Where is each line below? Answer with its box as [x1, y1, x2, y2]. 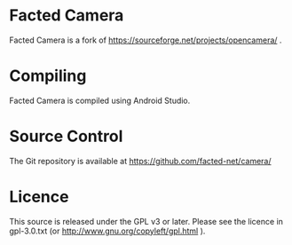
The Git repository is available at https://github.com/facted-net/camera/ [9, 155, 272, 166]
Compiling [9, 66, 87, 86]
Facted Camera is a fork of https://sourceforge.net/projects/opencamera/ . [9, 35, 282, 45]
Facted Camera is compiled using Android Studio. [9, 95, 191, 106]
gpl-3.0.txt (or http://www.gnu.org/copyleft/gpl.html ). [9, 225, 206, 236]
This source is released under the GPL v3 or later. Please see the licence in [9, 216, 284, 226]
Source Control [9, 126, 123, 146]
